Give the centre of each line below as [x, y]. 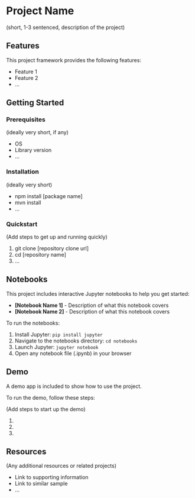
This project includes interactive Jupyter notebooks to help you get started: [98, 293]
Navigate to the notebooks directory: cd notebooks [76, 341]
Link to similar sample [41, 484]
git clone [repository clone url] [52, 248]
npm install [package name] [48, 196]
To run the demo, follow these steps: [51, 397]
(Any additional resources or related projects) [61, 466]
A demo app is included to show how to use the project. [74, 386]
